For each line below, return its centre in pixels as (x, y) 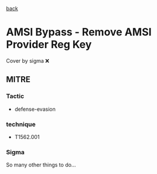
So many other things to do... (41, 165)
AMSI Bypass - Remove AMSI (79, 32)
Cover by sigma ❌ (28, 60)
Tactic (15, 96)
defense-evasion (35, 109)
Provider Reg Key (49, 45)
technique (21, 124)
